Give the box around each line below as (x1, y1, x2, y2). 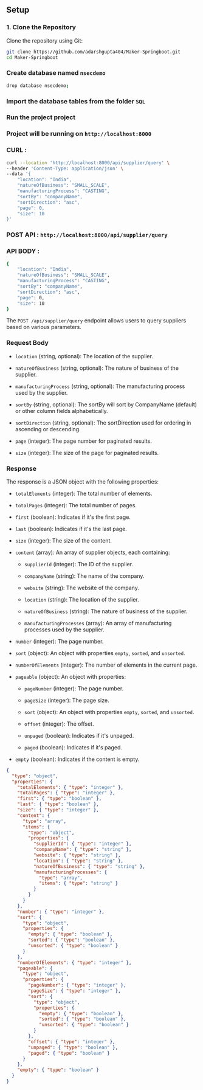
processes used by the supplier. (24, 626, 105, 633)
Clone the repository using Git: (6, 36, 83, 44)
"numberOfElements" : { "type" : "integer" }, (17, 959, 132, 966)
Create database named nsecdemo (6, 69, 106, 77)
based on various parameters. (6, 324, 82, 331)
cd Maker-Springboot (6, 54, 59, 60)
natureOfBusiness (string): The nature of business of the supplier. (24, 608, 188, 615)
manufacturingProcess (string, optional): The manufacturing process (15, 383, 185, 390)
